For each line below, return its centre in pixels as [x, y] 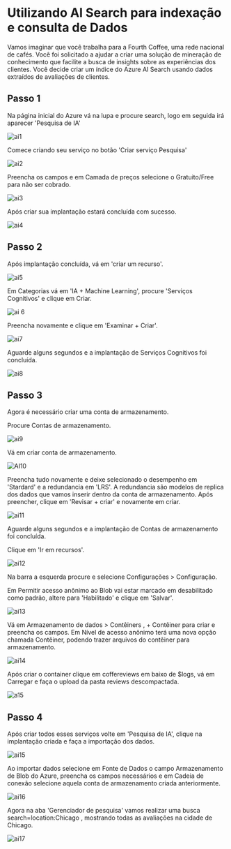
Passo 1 [24, 99]
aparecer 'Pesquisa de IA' [44, 123]
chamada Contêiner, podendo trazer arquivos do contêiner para [98, 640]
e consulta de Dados [67, 28]
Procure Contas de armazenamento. [59, 426]
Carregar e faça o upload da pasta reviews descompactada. [93, 681]
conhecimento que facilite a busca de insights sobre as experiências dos [112, 61]
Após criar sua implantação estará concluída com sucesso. [92, 212]
